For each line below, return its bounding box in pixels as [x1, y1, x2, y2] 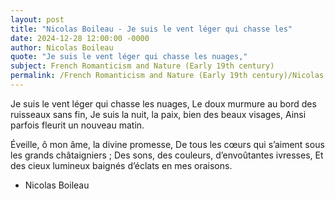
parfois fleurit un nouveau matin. [10, 119, 145, 131]
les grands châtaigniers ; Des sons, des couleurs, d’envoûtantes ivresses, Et [10, 149, 324, 161]
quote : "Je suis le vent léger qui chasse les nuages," [10, 52, 248, 62]
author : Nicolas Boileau [10, 42, 114, 53]
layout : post [10, 14, 65, 25]
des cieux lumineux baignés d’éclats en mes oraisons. [10, 159, 233, 171]
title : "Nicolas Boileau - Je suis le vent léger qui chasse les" [10, 24, 293, 34]
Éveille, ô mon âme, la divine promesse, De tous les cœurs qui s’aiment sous [10, 138, 325, 150]
